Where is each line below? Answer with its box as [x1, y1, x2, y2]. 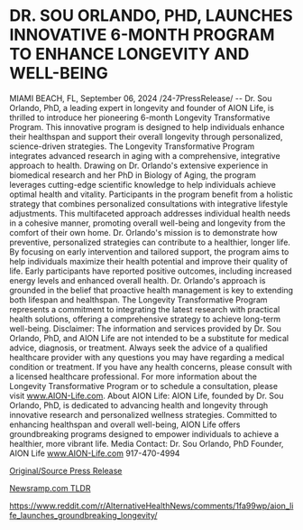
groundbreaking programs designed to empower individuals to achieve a [9, 428, 280, 439]
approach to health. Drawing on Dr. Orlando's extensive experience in [9, 160, 269, 171]
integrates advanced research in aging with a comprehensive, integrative [9, 150, 281, 161]
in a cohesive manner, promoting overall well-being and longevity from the [9, 218, 286, 228]
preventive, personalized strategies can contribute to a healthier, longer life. [9, 237, 291, 247]
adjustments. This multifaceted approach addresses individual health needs [9, 208, 291, 219]
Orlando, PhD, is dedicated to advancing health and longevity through [9, 399, 269, 411]
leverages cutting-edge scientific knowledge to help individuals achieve [9, 179, 277, 190]
